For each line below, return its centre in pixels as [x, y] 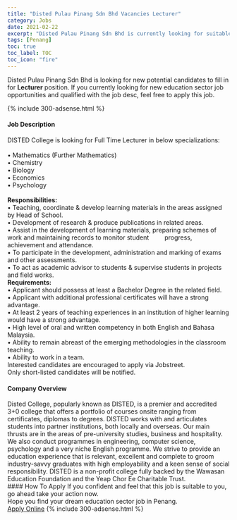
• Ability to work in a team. [46, 357]
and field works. [31, 275]
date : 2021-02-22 [33, 27]
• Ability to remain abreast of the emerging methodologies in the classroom [117, 342]
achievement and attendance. [50, 244]
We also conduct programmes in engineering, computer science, [102, 442]
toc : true [22, 47]
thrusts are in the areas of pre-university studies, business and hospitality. [115, 434]
